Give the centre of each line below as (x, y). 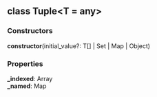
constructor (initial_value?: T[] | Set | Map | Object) (78, 46)
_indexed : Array (30, 78)
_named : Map (27, 86)
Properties (25, 63)
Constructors (30, 31)
